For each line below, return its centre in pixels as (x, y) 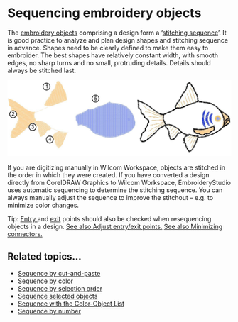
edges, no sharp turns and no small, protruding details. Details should (109, 62)
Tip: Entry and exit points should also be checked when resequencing (109, 219)
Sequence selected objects (58, 296)
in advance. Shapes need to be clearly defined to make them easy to (108, 48)
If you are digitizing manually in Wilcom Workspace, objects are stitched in (117, 167)
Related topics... (44, 256)
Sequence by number (49, 311)
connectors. (25, 234)
